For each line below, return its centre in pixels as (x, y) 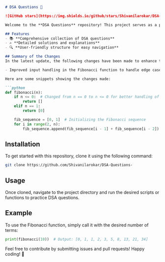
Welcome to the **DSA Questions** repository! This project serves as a (81, 25)
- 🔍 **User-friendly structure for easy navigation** (62, 48)
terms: (12, 230)
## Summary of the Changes (33, 57)
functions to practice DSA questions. (42, 198)
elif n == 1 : (27, 106)
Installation (23, 144)
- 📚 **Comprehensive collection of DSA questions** (60, 38)
